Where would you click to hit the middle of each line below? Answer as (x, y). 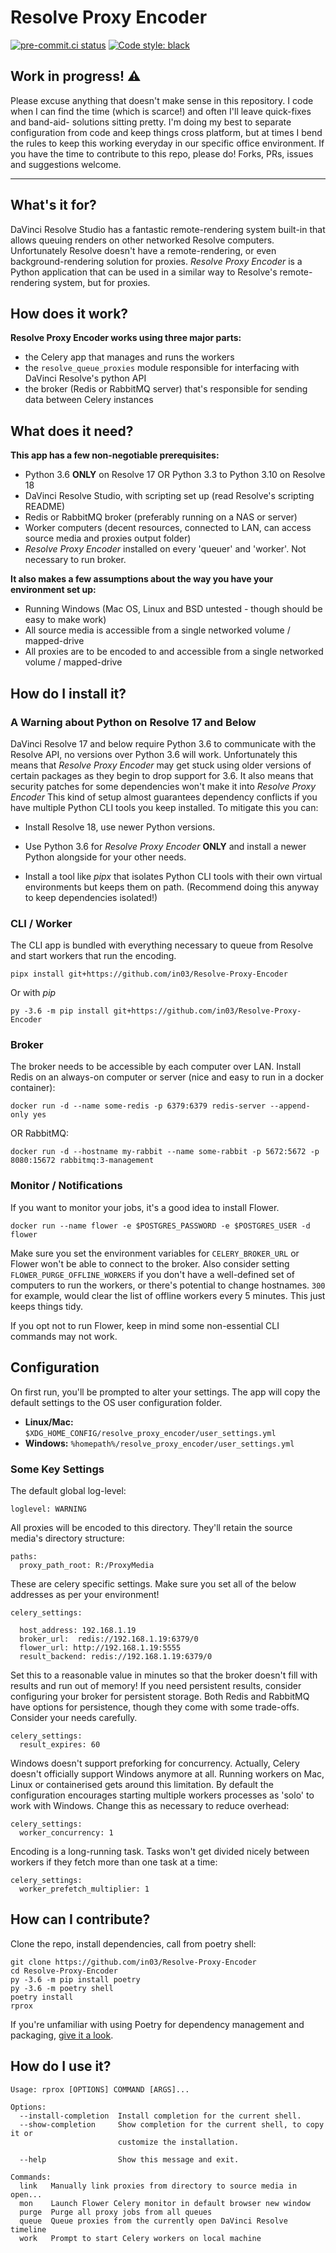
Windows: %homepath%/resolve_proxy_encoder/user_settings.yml (159, 1443)
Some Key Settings (57, 1469)
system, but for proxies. (101, 282)
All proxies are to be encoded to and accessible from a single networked (174, 652)
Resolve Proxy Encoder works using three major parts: (126, 338)
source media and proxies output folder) (108, 538)
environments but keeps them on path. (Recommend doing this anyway (172, 887)
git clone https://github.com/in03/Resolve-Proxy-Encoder (133, 1962)
